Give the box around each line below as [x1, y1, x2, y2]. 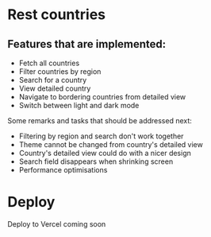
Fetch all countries [18, 58, 80, 68]
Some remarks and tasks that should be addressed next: [7, 116, 192, 125]
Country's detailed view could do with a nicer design [18, 149, 192, 157]
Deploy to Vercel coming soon [7, 219, 106, 228]
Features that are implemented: [7, 37, 167, 51]
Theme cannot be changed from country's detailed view [18, 140, 203, 149]
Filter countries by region [18, 67, 102, 76]
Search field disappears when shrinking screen [18, 157, 174, 166]
